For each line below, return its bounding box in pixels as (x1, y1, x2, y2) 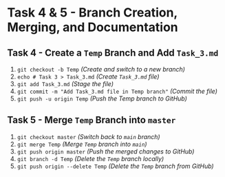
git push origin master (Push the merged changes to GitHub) (17, 147, 195, 156)
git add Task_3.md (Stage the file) (17, 80, 114, 87)
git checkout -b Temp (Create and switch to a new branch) (17, 65, 186, 73)
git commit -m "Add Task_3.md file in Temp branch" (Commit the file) (17, 87, 218, 95)
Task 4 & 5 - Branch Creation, (7, 5, 178, 21)
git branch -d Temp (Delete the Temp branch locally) (17, 154, 164, 163)
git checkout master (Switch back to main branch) (17, 132, 160, 140)
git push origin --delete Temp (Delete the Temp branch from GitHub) (17, 162, 215, 170)
